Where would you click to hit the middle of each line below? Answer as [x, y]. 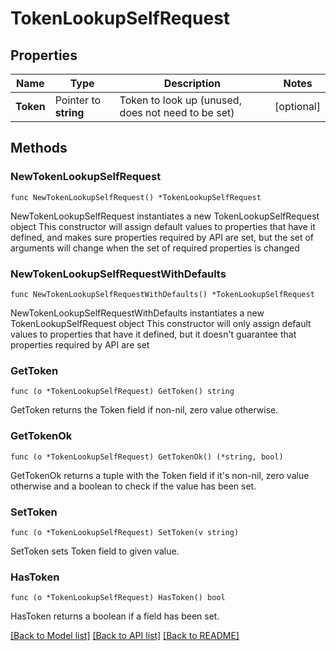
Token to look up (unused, [180, 100]
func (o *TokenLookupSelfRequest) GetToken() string [122, 392]
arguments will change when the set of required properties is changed [155, 248]
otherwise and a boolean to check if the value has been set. [133, 486]
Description [192, 83]
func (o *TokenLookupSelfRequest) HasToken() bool [118, 598]
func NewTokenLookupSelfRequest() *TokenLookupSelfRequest [136, 197]
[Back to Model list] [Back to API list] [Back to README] [125, 636]
